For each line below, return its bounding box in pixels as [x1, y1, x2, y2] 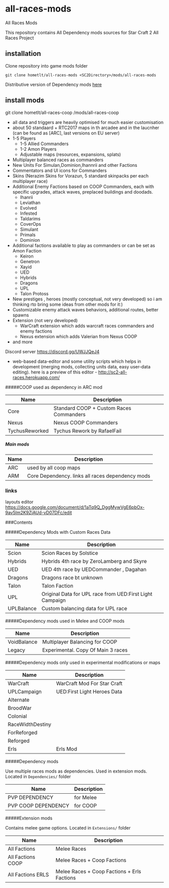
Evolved [20, 205, 37, 211]
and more [12, 339, 33, 345]
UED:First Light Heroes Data [56, 688, 122, 695]
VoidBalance [8, 638, 38, 645]
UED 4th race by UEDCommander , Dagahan [41, 565, 147, 573]
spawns [12, 312, 29, 318]
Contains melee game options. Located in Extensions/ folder [5, 824, 131, 831]
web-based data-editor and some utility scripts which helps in [12, 358, 142, 364]
